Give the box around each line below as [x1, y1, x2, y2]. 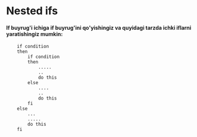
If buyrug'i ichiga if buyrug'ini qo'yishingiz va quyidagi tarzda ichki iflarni [6, 24, 192, 31]
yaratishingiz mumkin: [6, 30, 63, 37]
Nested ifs [6, 4, 58, 18]
